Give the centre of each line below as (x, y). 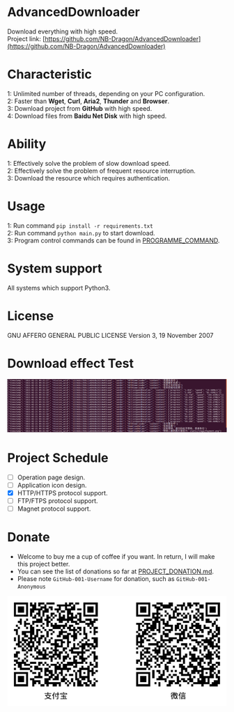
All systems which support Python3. (59, 288)
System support (55, 268)
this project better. (44, 564)
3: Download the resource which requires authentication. (89, 178)
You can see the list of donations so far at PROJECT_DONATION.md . (116, 571)
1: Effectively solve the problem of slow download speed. (89, 163)
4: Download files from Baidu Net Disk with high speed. (87, 116)
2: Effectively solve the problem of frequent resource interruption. (102, 171)
